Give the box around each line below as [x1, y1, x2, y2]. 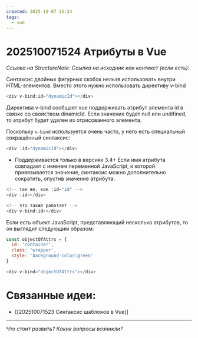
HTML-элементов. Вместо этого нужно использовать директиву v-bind [6, 82, 186, 89]
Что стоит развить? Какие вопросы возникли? [6, 325, 123, 332]
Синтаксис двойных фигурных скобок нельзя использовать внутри [6, 76, 176, 83]
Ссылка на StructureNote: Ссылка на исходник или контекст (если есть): [6, 64, 190, 71]
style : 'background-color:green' [11, 253, 94, 259]
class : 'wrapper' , [11, 247, 57, 253]
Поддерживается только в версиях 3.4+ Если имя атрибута [14, 157, 166, 164]
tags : [6, 14, 19, 20]
